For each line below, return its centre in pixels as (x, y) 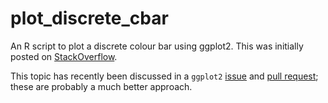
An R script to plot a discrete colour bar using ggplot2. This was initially (157, 46)
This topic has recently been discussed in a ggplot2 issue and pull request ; (164, 76)
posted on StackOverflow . (64, 56)
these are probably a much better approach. (101, 86)
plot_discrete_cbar (89, 18)
